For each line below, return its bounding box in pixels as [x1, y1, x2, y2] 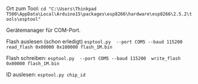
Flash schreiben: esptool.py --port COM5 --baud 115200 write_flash [6, 55, 181, 61]
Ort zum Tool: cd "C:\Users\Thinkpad [6, 5, 97, 12]
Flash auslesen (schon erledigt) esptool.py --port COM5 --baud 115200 [6, 38, 183, 45]
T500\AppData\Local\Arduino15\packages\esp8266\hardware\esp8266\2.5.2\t [6, 11, 193, 17]
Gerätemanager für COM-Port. [6, 26, 81, 33]
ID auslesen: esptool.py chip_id [6, 71, 86, 78]
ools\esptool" [6, 16, 41, 22]
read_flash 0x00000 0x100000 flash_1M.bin [6, 44, 113, 50]
